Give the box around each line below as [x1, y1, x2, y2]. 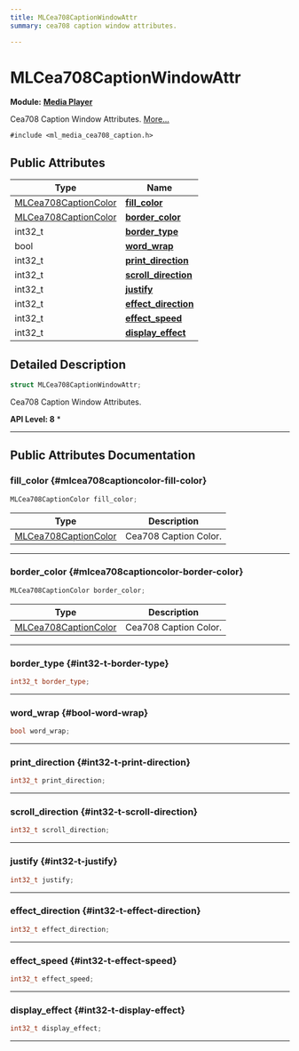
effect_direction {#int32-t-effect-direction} [10, 904, 201, 917]
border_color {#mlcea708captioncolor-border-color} [10, 566, 244, 578]
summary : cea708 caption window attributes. [10, 21, 177, 30]
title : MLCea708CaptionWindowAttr [10, 12, 138, 22]
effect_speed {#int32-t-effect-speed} [10, 954, 177, 967]
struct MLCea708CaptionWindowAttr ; [10, 381, 142, 389]
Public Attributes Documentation [10, 448, 196, 463]
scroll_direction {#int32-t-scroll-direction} [10, 806, 199, 818]
